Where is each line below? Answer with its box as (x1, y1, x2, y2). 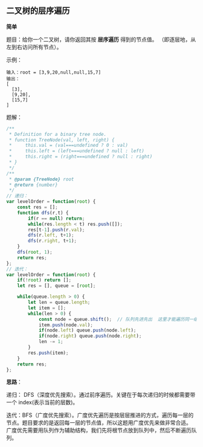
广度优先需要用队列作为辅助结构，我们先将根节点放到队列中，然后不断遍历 (6, 426, 192, 434)
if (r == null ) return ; (28, 215, 85, 222)
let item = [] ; (28, 304, 66, 311)
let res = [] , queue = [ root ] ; (17, 283, 96, 289)
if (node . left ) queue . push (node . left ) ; (38, 327, 137, 333)
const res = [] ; (17, 204, 59, 210)
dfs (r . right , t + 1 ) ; (28, 238, 77, 244)
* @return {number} (8, 182, 59, 188)
